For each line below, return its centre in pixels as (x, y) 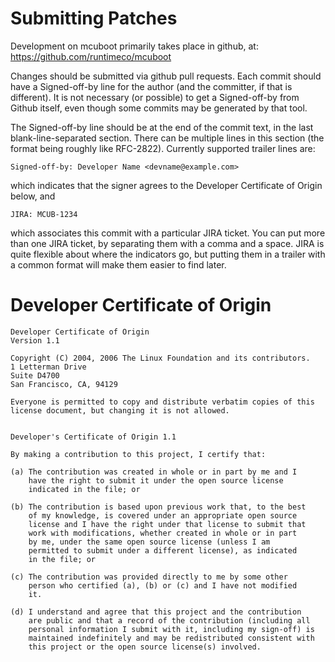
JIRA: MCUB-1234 (44, 214)
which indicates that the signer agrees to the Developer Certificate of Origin (166, 185)
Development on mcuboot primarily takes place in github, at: (134, 46)
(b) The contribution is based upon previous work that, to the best (158, 507)
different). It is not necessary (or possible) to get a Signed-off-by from (155, 97)
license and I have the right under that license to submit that (167, 524)
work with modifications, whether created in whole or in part (163, 533)
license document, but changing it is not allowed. (120, 410)
